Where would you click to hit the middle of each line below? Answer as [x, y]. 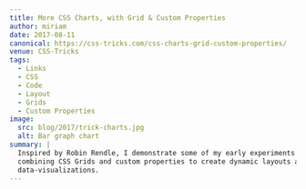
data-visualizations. [59, 170]
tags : [20, 60]
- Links [32, 69]
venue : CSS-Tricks [44, 52]
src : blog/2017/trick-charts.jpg [81, 128]
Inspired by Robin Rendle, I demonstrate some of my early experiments [157, 153]
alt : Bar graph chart [59, 136]
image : [22, 119]
